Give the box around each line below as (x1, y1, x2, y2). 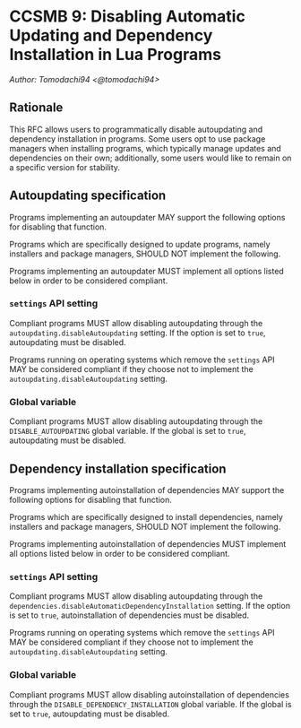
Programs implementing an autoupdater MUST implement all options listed (9, 265, 284, 276)
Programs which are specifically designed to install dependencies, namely (9, 511, 284, 522)
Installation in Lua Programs (9, 45, 222, 65)
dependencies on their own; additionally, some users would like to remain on (9, 152, 292, 163)
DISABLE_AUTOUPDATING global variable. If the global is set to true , (9, 426, 246, 437)
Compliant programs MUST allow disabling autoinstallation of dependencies (9, 689, 289, 700)
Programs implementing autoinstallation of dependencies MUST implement (9, 538, 287, 549)
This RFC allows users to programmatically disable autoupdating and (9, 124, 262, 134)
